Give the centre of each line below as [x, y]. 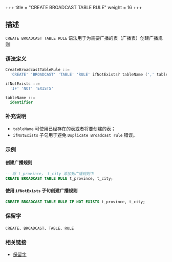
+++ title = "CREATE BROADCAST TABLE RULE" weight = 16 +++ [74, 7]
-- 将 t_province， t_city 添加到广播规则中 [50, 174]
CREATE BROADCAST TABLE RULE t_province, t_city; [59, 178]
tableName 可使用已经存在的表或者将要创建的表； [64, 128]
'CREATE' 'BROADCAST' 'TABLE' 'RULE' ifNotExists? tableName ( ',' [82, 74]
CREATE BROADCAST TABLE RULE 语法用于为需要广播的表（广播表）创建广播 [82, 38]
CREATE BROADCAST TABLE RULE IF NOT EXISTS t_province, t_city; [75, 202]
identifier [21, 102]
